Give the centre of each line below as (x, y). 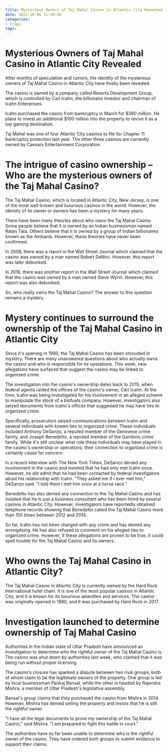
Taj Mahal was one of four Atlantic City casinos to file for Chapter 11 (75, 134)
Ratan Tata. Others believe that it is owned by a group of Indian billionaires (82, 231)
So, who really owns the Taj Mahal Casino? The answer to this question (79, 292)
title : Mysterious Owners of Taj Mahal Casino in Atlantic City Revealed (84, 10)
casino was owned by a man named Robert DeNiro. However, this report (80, 257)
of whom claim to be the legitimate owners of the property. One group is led (83, 677)
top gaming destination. (30, 124)
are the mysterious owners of (90, 176)
